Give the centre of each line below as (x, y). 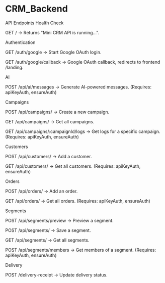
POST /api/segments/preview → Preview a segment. (60, 220)
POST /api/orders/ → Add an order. (42, 191)
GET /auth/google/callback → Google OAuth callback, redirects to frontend (83, 62)
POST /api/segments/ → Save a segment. (48, 230)
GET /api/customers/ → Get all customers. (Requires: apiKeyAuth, (73, 166)
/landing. (14, 67)
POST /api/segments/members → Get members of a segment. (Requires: (81, 250)
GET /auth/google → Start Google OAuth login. (53, 52)
